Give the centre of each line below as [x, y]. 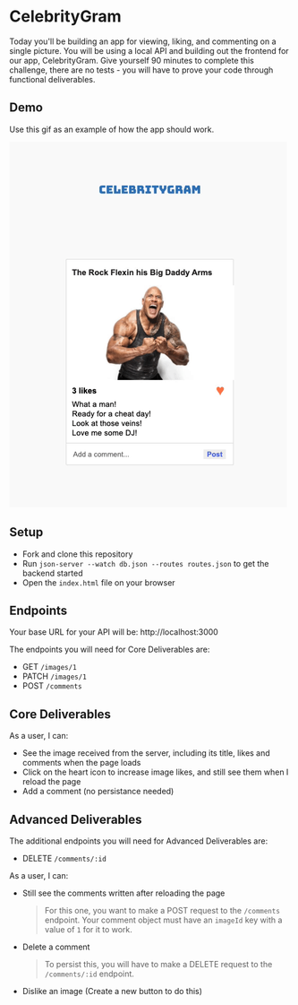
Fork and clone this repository [77, 554]
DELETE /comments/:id [64, 858]
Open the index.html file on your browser [99, 582]
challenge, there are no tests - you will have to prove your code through [141, 70]
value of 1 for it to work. [88, 929]
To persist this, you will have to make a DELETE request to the [158, 964]
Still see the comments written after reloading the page [123, 893]
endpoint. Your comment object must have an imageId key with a [163, 920]
